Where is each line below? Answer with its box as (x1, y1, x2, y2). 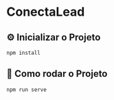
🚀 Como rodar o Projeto (6, 68, 108, 79)
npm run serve (6, 86, 47, 93)
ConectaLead (6, 4, 85, 20)
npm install (6, 49, 41, 56)
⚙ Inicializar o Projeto (6, 32, 101, 43)
